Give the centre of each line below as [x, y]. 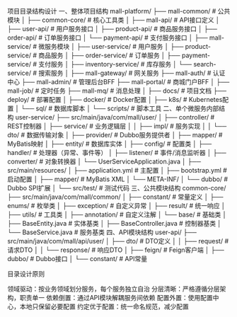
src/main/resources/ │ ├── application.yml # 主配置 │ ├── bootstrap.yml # [117, 170]
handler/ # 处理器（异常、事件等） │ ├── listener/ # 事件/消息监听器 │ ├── [117, 152]
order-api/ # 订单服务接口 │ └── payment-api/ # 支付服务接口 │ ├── [108, 38]
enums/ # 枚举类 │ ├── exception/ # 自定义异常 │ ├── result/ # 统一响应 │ [116, 206]
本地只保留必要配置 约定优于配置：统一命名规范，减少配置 [104, 306]
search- [205, 64]
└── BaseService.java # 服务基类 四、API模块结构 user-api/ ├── [102, 232]
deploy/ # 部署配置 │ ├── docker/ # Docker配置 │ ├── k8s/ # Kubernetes [115, 99]
